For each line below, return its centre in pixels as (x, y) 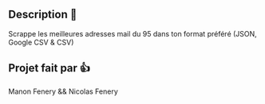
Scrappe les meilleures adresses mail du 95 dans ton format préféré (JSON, (132, 33)
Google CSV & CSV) (41, 42)
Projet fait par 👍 (49, 68)
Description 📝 (43, 15)
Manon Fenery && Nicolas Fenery (63, 91)
